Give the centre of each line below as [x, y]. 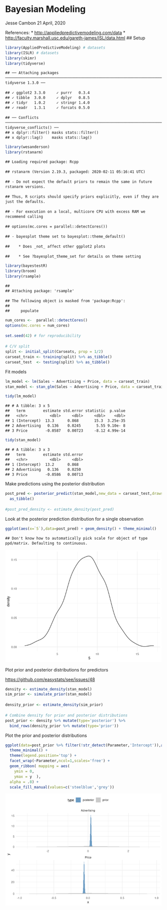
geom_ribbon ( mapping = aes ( [40, 766]
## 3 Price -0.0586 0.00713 [44, 475]
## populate [22, 311]
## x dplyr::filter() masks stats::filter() [52, 133]
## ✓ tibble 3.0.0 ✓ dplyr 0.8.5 [48, 98]
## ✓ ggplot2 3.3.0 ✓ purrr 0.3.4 [48, 93]
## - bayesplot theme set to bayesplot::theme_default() [65, 237]
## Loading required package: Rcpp [42, 162]
